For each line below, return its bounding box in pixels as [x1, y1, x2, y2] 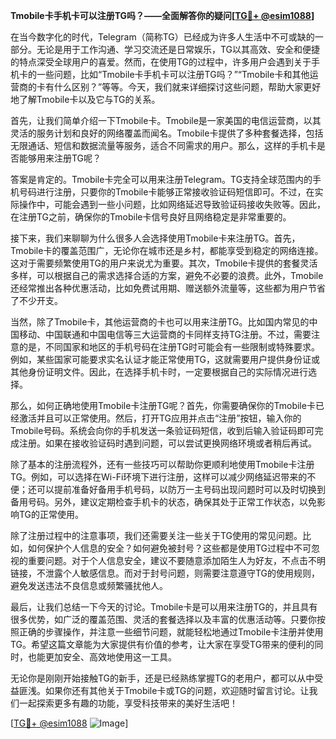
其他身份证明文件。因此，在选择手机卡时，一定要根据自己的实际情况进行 [10, 366, 308, 378]
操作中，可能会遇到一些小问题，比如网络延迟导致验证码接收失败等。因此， [18, 199, 326, 210]
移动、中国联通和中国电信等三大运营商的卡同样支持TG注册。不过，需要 [18, 329, 312, 340]
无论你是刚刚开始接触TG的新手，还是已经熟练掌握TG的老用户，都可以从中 [10, 672, 315, 684]
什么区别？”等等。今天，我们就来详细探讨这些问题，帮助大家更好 [53, 81, 322, 93]
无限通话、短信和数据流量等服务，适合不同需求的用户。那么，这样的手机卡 [10, 140, 317, 151]
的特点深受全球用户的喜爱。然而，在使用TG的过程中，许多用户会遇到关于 [10, 56, 312, 68]
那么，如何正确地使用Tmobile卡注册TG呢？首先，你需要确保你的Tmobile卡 [10, 400, 316, 411]
